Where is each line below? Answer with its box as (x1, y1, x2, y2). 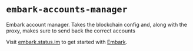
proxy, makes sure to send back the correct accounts (6, 27, 135, 34)
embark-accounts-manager (6, 4, 128, 15)
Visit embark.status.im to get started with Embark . (6, 38, 128, 45)
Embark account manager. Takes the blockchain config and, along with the (6, 21, 187, 28)
